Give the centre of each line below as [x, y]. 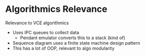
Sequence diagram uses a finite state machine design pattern [76, 43]
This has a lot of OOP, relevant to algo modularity [63, 48]
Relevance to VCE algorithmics [37, 23]
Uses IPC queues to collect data [46, 32]
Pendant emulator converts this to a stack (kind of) [72, 38]
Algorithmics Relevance [56, 9]
